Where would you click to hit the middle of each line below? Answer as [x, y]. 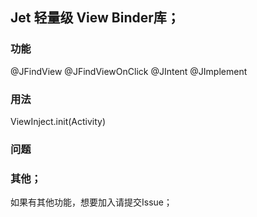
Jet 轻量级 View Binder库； [95, 18]
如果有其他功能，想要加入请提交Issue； [91, 202]
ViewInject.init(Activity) [58, 121]
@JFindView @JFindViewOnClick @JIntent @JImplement [129, 71]
